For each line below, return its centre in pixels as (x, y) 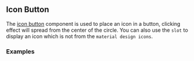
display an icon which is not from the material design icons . (80, 36)
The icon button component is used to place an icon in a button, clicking (93, 23)
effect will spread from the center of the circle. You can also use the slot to (97, 30)
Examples (21, 51)
